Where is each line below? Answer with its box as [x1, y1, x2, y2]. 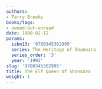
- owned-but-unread [6, 25, 54, 31]
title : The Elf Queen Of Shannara [6, 69, 91, 74]
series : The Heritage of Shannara [11, 47, 96, 53]
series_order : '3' [11, 52, 57, 58]
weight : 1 [6, 74, 31, 80]
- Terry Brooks [6, 14, 44, 20]
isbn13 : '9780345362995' [11, 42, 73, 47]
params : [6, 36, 25, 42]
